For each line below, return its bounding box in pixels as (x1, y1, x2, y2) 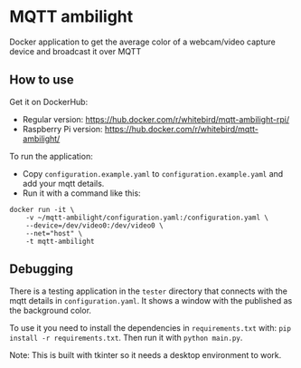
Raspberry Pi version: (22, 123, 103, 134)
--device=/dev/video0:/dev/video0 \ (25, 220, 165, 230)
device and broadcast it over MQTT (9, 45, 142, 56)
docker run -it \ (9, 205, 75, 214)
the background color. (9, 305, 92, 315)
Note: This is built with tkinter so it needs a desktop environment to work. (9, 349, 282, 360)
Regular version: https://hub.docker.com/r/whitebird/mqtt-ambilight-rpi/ (22, 113, 290, 124)
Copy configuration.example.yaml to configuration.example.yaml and (22, 168, 284, 179)
